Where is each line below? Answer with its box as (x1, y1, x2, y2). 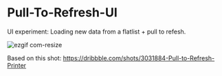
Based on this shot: (7, 53, 62, 62)
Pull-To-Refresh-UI (7, 5, 118, 21)
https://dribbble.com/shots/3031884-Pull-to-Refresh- (63, 53, 215, 62)
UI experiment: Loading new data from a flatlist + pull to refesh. (7, 27, 186, 36)
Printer (7, 61, 26, 69)
